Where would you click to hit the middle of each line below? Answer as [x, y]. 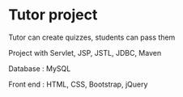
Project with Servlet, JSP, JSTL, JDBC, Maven [85, 53]
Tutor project [53, 15]
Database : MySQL [40, 68]
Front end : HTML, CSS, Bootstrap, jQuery [78, 84]
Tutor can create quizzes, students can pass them [92, 37]
